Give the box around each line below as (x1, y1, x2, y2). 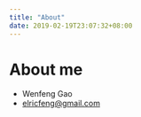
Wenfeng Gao (21, 89, 73, 99)
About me (9, 59, 83, 80)
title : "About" (9, 12, 66, 22)
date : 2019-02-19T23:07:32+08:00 (9, 21, 133, 30)
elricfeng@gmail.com (21, 98, 100, 109)
